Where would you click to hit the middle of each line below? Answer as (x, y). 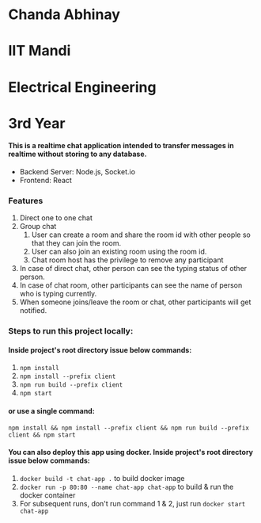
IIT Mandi (40, 51)
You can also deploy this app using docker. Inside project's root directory (130, 452)
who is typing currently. (58, 294)
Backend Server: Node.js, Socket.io (78, 171)
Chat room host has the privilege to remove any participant (127, 260)
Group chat (38, 227)
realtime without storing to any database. (78, 154)
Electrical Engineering (82, 87)
